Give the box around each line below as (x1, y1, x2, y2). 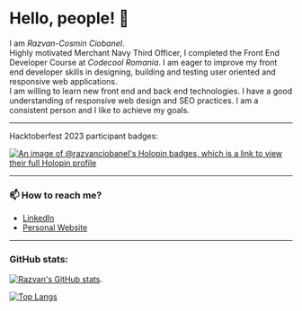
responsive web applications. (9, 76, 119, 86)
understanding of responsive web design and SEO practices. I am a (9, 94, 259, 106)
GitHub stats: (9, 253, 69, 266)
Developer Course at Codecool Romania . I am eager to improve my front (9, 57, 278, 67)
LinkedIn (22, 213, 55, 224)
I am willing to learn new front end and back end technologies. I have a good (9, 85, 293, 96)
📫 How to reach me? (9, 189, 102, 201)
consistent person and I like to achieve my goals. (9, 104, 191, 115)
